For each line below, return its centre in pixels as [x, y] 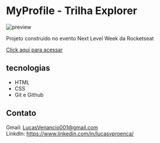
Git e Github [29, 94]
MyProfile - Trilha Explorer [72, 11]
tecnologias [28, 68]
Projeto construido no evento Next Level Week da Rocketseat [80, 38]
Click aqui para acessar [35, 50]
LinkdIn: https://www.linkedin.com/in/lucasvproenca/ [70, 134]
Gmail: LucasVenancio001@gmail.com [52, 127]
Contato [21, 113]
